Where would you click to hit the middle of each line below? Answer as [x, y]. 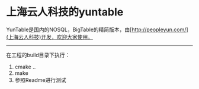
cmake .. [25, 67]
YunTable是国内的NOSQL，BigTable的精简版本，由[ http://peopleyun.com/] [97, 29]
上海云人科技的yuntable [65, 12]
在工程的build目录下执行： [38, 55]
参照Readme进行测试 [40, 80]
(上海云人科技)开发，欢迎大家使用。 [50, 37]
